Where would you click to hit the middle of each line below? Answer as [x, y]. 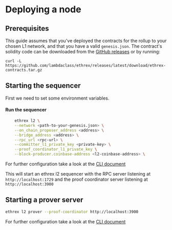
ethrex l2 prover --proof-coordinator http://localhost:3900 [72, 212]
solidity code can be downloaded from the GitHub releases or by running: [83, 52]
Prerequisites [27, 28]
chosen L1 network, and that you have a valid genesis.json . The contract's [84, 46]
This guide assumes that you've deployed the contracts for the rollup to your [86, 41]
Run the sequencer [26, 110]
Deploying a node [43, 9]
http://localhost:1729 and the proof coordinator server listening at [77, 179]
